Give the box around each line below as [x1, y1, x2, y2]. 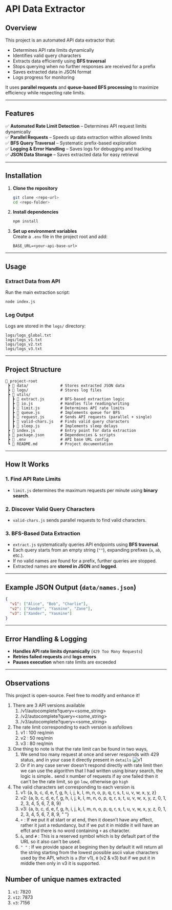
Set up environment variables [12, 228, 77, 234]
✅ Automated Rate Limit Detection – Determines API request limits [5, 123, 147, 129]
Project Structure [5, 365, 61, 374]
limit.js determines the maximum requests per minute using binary [12, 487, 158, 493]
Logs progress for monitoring [12, 74, 75, 80]
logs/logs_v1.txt [5, 337, 42, 342]
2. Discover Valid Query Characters [5, 505, 95, 513]
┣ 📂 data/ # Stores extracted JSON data [7, 383, 125, 388]
